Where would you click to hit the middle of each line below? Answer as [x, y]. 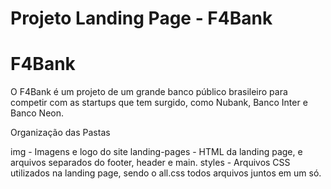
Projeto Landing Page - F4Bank [141, 18]
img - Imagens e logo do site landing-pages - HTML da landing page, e [156, 152]
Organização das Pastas [60, 133]
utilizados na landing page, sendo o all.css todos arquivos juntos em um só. [166, 173]
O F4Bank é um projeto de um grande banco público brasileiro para [149, 92]
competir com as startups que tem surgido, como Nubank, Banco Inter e [159, 103]
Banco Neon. [37, 113]
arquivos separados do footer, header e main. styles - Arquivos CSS [150, 163]
